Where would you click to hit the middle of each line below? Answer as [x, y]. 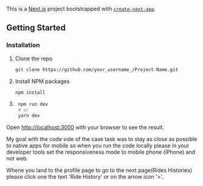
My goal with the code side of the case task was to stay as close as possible [102, 139]
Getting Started [36, 28]
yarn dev [29, 116]
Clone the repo [34, 58]
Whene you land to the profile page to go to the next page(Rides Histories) [99, 170]
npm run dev [33, 105]
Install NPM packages [42, 81]
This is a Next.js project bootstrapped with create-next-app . [81, 9]
